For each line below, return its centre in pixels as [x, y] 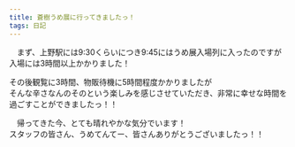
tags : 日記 [28, 26]
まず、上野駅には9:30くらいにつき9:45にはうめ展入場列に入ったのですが [149, 52]
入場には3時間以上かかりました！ [70, 63]
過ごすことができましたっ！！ [64, 104]
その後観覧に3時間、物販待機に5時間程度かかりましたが [110, 81]
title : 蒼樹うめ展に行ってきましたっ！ [72, 17]
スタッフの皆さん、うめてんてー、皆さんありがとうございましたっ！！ [137, 134]
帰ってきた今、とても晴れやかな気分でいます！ [101, 123]
